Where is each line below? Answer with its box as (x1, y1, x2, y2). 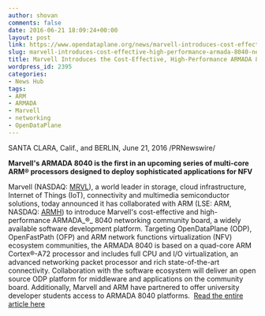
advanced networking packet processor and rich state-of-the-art (8, 257, 220, 266)
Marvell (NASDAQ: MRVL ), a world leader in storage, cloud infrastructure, (8, 182, 247, 191)
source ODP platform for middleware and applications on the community (8, 273, 244, 284)
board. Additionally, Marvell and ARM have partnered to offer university (8, 282, 240, 292)
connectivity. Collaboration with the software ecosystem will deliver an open (8, 266, 256, 275)
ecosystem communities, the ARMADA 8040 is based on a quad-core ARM (8, 240, 252, 250)
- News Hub (8, 77, 44, 85)
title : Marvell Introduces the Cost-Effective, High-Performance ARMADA (8, 56, 252, 64)
